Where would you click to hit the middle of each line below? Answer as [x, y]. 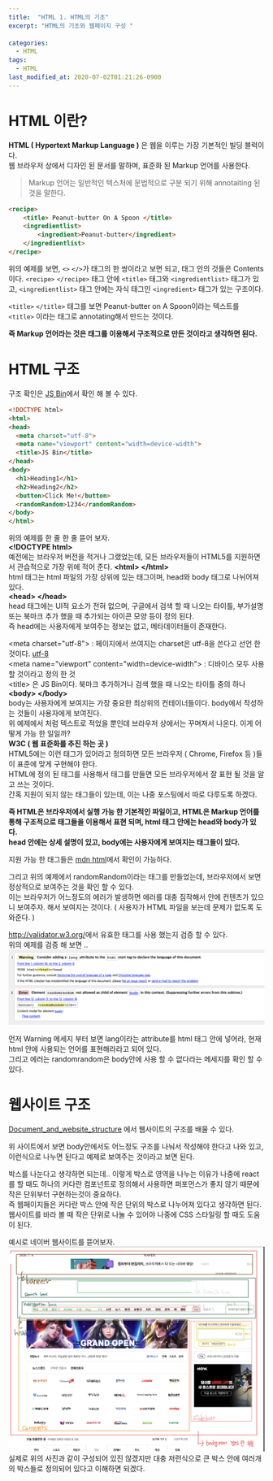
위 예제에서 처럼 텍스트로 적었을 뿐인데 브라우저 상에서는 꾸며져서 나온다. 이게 [131, 723]
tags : [17, 60]
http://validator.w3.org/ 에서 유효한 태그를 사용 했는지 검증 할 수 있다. [118, 935]
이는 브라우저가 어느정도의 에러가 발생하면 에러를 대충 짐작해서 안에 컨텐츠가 [129, 897]
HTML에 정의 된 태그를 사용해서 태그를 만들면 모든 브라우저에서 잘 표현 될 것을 [132, 774]
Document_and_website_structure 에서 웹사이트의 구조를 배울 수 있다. [121, 1129]
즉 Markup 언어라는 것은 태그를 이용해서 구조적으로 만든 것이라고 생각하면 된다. [133, 333]
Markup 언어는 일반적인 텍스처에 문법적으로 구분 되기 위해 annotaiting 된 [144, 182]
